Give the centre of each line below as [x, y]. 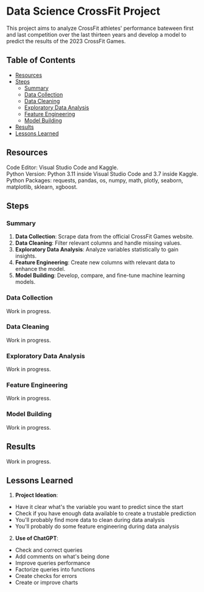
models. [25, 282]
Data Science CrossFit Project [83, 11]
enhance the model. [40, 269]
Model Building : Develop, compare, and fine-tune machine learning [100, 275]
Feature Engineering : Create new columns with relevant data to [95, 262]
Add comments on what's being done [62, 557]
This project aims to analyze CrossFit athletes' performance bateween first [100, 28]
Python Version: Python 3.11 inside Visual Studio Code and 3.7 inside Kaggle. [102, 174]
